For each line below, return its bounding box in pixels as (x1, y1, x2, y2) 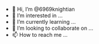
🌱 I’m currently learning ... (11, 18, 76, 25)
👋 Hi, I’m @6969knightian (11, 6, 75, 12)
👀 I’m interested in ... (11, 12, 63, 19)
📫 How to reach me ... (11, 32, 68, 38)
